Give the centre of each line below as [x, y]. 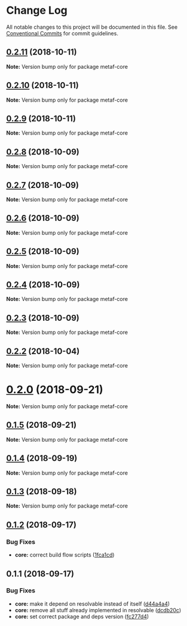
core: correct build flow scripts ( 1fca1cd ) [65, 555]
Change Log [37, 10]
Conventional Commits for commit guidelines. [62, 33]
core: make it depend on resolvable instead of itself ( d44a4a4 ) [92, 604]
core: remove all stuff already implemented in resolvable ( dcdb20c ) [98, 610]
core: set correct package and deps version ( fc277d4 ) [82, 616]
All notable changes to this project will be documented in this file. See [92, 27]
